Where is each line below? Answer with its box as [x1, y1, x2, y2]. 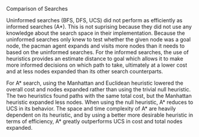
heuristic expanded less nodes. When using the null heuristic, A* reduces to [6, 99, 194, 106]
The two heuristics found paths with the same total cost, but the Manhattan [6, 93, 192, 99]
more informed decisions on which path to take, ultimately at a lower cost [6, 61, 188, 68]
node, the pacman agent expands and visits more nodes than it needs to [6, 42, 185, 49]
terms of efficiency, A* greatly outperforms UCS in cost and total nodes [6, 118, 183, 125]
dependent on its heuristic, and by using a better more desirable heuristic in [6, 111, 194, 118]
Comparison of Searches [6, 5, 68, 12]
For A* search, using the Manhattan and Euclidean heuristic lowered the [6, 79, 184, 87]
